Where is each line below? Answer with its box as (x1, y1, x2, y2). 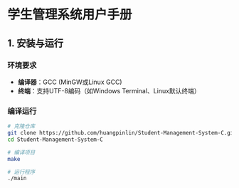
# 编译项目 (7, 149, 36, 156)
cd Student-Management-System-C (7, 136, 103, 143)
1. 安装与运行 (7, 37, 64, 49)
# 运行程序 (7, 168, 36, 175)
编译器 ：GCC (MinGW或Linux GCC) (17, 78, 122, 86)
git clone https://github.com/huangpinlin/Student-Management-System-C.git (7, 130, 237, 137)
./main (7, 175, 27, 182)
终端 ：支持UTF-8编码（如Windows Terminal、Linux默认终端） (17, 86, 201, 95)
